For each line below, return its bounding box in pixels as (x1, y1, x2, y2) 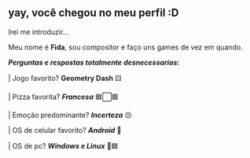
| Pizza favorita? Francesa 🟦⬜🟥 (8, 92, 119, 101)
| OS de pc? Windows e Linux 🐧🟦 (8, 141, 119, 150)
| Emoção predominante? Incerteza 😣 (8, 110, 132, 119)
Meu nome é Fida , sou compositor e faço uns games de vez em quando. (8, 42, 244, 52)
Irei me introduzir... (8, 27, 69, 36)
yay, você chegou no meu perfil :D (8, 6, 179, 20)
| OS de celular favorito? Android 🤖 (8, 125, 122, 134)
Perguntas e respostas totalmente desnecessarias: (8, 57, 180, 67)
